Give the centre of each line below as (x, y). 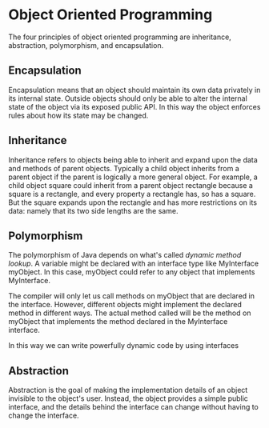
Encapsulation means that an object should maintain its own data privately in (134, 90)
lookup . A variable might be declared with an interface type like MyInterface (133, 264)
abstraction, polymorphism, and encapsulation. (86, 45)
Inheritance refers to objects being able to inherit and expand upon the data (133, 160)
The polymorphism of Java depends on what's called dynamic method (125, 255)
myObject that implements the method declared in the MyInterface (118, 322)
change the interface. (44, 416)
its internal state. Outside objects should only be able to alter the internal (128, 98)
